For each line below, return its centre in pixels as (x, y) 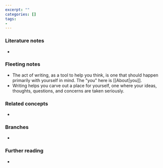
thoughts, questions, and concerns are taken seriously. (68, 91)
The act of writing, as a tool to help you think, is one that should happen (85, 75)
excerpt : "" (17, 10)
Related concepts (27, 103)
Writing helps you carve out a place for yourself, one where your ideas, (84, 85)
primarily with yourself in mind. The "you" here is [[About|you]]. (77, 80)
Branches (17, 127)
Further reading (24, 151)
